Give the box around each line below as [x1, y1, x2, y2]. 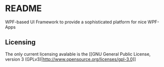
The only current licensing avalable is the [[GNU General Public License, [5, 51, 151, 57]
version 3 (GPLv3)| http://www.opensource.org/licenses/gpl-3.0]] [5, 56, 136, 62]
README [5, 3, 42, 14]
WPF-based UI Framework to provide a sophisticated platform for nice [5, 19, 147, 25]
